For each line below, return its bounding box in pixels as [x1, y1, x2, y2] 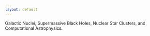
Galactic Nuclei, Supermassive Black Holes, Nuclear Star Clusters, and [5, 20, 146, 26]
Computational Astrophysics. [5, 25, 63, 31]
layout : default [5, 7, 38, 12]
